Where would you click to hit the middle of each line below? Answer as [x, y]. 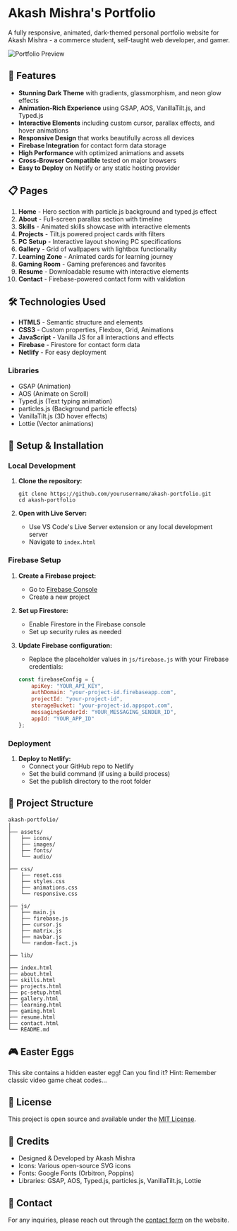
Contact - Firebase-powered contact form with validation [102, 279]
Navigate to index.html [62, 542]
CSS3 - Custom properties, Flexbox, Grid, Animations [96, 330]
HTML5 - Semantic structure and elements [80, 322]
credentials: [46, 666]
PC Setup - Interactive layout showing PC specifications [100, 241]
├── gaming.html [32, 1011]
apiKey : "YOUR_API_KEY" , [68, 686]
